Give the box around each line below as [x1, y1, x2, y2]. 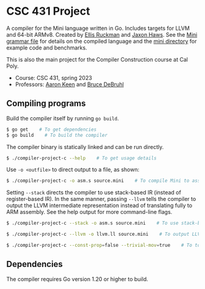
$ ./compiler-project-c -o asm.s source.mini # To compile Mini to [6, 178, 190, 184]
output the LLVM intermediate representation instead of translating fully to [6, 202, 193, 209]
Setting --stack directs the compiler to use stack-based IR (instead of [6, 189, 181, 196]
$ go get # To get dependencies [6, 126, 97, 133]
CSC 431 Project [6, 4, 90, 18]
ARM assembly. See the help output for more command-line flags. [6, 208, 173, 216]
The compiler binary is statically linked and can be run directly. [6, 143, 164, 150]
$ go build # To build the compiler [6, 132, 108, 138]
